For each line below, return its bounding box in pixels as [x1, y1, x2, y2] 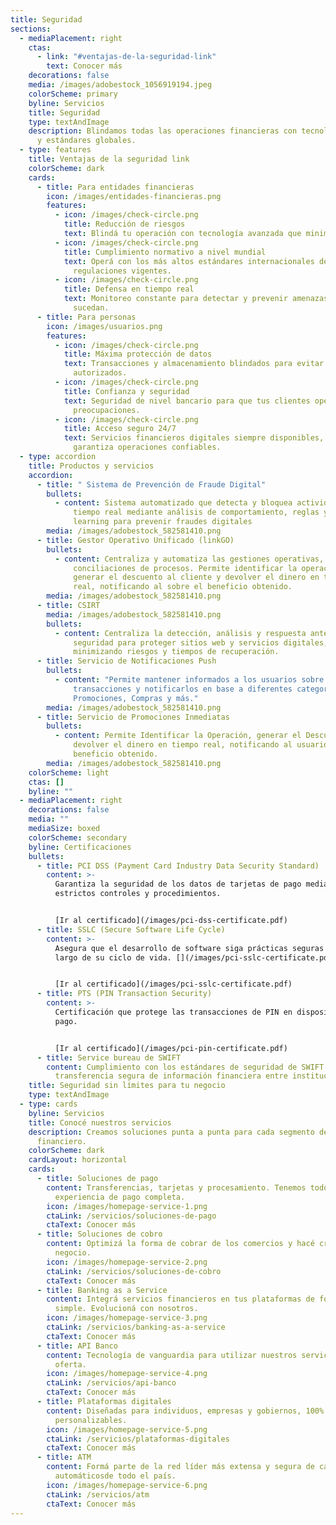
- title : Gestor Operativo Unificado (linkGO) [36, 535, 235, 545]
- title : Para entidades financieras [36, 182, 195, 192]
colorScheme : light [28, 767, 110, 778]
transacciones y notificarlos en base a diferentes [73, 684, 293, 694]
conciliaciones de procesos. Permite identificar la [73, 563, 298, 573]
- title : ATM [36, 1452, 92, 1463]
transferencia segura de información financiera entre [54, 1071, 288, 1081]
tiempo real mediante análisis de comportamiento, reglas [73, 507, 320, 518]
